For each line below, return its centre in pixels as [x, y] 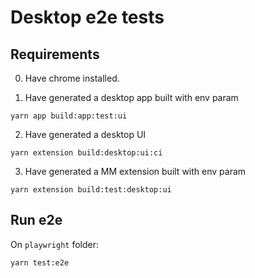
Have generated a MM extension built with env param [135, 171]
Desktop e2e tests [87, 17]
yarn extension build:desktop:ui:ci [86, 153]
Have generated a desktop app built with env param [131, 97]
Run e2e [36, 220]
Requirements [55, 54]
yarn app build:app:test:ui [69, 116]
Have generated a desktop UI [85, 134]
